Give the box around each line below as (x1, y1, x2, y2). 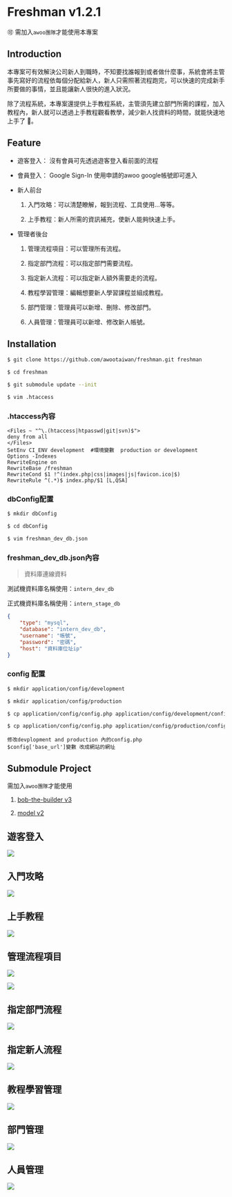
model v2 (17, 809, 44, 817)
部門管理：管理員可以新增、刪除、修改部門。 (27, 303, 155, 311)
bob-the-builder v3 (17, 795, 72, 804)
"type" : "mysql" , (19, 619, 70, 627)
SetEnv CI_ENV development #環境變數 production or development (7, 447, 198, 454)
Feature (7, 137, 41, 149)
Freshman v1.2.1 (7, 4, 101, 20)
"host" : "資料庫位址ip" (19, 645, 83, 652)
